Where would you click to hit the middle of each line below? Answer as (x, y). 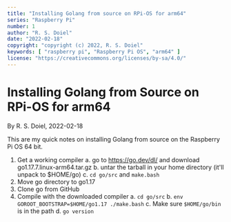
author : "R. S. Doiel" (40, 33)
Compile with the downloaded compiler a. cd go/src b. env (100, 196)
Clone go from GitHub (48, 189)
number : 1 (21, 26)
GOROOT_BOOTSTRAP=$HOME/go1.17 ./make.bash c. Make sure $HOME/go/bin (119, 203)
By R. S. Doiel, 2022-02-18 (45, 126)
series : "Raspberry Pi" (41, 20)
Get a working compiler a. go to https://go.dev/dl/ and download (108, 159)
